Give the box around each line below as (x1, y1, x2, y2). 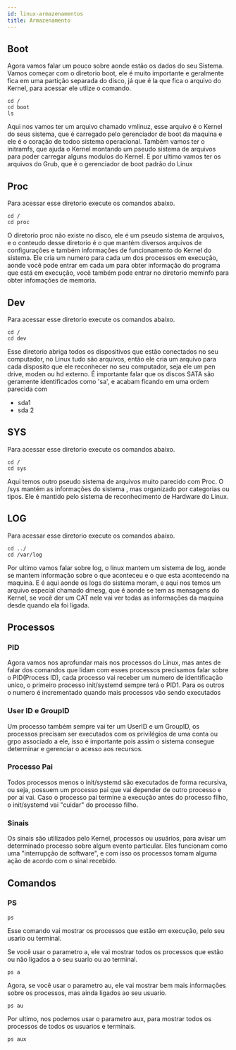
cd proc (7, 219, 30, 226)
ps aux (7, 1035, 27, 1043)
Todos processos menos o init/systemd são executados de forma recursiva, (7, 778, 228, 786)
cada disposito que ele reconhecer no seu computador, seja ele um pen (7, 362, 216, 371)
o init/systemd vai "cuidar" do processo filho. (7, 801, 139, 809)
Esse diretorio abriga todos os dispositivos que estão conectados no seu (7, 347, 218, 356)
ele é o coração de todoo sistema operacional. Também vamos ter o (7, 137, 206, 146)
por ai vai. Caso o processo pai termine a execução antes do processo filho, (7, 793, 228, 801)
